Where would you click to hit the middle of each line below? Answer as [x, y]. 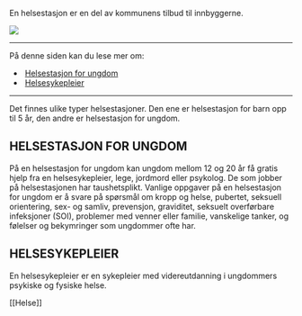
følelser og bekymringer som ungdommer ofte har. [102, 225]
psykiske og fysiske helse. [58, 285]
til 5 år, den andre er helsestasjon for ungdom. [95, 118]
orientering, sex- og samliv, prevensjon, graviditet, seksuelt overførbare [142, 206]
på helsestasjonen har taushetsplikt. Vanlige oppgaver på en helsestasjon [145, 187]
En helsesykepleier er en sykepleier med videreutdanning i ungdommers [143, 275]
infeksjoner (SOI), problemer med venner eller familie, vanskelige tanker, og [149, 216]
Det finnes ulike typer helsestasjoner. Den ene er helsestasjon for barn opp [148, 108]
